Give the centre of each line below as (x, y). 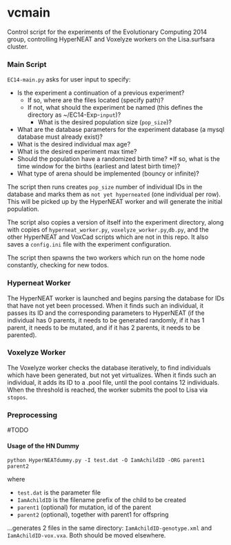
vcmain (29, 13)
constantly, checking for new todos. (58, 265)
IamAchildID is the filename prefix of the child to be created (101, 500)
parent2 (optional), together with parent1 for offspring (93, 515)
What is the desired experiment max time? (77, 152)
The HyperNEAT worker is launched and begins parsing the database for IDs (116, 298)
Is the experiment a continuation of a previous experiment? (101, 93)
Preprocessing (32, 414)
